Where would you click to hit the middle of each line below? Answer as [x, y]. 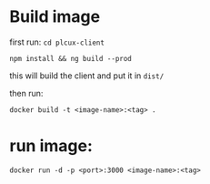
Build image [55, 17]
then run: [26, 93]
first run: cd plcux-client [57, 42]
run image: [51, 146]
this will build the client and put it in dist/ [87, 76]
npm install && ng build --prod [70, 58]
